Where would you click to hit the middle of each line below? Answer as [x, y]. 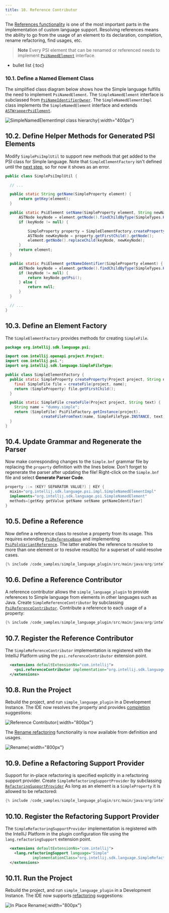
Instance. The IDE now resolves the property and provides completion [78, 708]
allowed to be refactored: [31, 792]
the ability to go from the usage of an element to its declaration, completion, [84, 35]
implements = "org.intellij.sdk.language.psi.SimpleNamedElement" [78, 497]
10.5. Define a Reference [44, 521]
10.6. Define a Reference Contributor [64, 580]
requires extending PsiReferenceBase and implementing [62, 539]
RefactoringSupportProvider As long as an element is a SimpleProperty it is [83, 786]
